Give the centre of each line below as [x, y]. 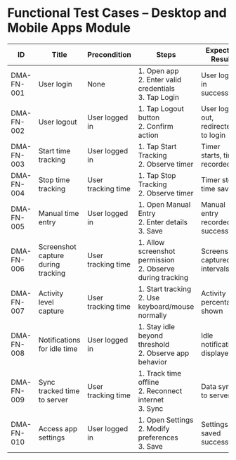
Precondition [109, 54]
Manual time [59, 213]
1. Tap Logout [161, 108]
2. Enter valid [160, 79]
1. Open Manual [164, 204]
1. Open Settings [166, 420]
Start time [54, 151]
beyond [151, 336]
